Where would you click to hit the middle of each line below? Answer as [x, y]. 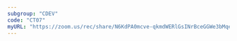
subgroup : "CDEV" [33, 14]
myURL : [17, 26]
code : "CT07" [26, 20]
